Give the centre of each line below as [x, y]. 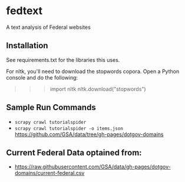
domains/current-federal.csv [49, 173]
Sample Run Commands [51, 107]
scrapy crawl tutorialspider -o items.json [69, 128]
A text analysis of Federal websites [49, 27]
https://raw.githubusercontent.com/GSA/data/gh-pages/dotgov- [92, 167]
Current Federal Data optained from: [74, 152]
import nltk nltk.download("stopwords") [98, 89]
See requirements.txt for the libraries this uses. [63, 59]
